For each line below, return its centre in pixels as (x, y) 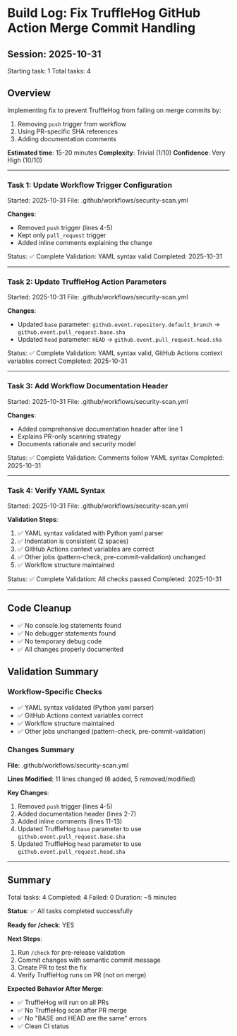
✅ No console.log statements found (69, 625)
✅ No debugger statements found (67, 633)
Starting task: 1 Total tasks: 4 (49, 71)
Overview (29, 93)
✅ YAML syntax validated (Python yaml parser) (86, 707)
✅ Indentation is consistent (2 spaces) (73, 541)
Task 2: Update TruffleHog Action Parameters (87, 282)
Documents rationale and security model (77, 443)
